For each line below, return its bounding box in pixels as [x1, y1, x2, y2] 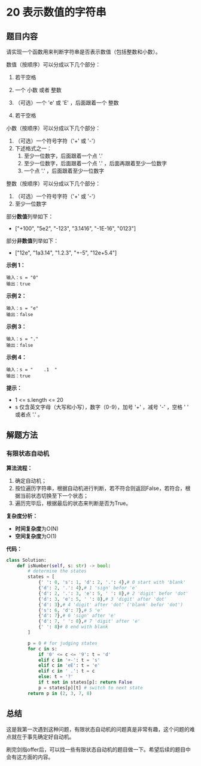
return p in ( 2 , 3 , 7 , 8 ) [28, 690, 93, 697]
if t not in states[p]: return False [38, 679, 133, 686]
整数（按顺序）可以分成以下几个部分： [6, 180, 100, 187]
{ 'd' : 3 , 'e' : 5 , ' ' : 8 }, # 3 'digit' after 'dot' [38, 596, 167, 602]
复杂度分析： [6, 512, 38, 519]
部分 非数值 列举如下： [6, 237, 59, 244]
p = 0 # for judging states [28, 640, 98, 646]
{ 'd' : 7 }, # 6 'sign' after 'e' [38, 613, 117, 619]
